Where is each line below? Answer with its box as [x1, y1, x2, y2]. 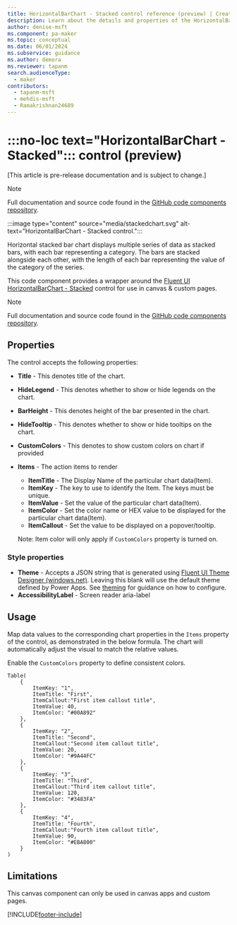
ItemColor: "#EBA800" [32, 838, 97, 846]
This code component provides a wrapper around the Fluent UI [7, 276, 190, 285]
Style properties [7, 552, 64, 562]
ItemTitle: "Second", [32, 734, 97, 741]
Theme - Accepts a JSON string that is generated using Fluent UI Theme [17, 568, 230, 577]
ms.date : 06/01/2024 [7, 43, 68, 50]
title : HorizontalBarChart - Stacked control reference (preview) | [7, 10, 213, 18]
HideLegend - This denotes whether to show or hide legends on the [17, 385, 217, 393]
